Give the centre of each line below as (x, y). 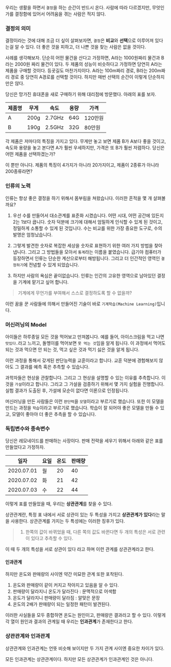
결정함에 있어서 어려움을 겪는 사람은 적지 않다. (60, 14)
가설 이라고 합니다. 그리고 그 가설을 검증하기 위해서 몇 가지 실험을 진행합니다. (90, 384)
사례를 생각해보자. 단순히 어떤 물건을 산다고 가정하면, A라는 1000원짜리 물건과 (83, 58)
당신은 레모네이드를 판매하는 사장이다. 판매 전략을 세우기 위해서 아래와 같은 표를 (84, 441)
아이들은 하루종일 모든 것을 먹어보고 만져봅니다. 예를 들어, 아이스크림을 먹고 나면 (85, 336)
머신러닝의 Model (26, 325)
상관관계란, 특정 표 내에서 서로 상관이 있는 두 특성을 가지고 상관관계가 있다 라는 (83, 515)
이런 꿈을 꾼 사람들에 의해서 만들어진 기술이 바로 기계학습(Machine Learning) (81, 304)
